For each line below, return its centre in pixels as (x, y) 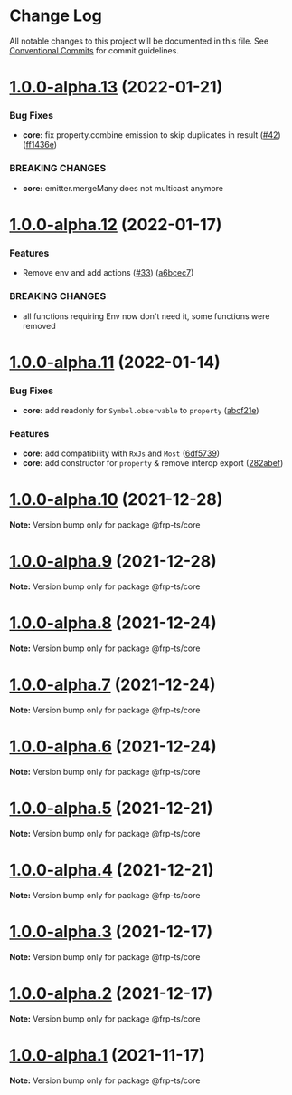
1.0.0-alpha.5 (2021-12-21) (111, 809)
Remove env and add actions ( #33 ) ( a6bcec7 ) (108, 273)
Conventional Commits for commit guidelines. (94, 50)
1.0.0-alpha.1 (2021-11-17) (107, 1055)
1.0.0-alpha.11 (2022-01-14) (115, 362)
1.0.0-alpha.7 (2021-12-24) (113, 685)
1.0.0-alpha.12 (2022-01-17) (116, 224)
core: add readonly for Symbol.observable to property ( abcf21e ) (141, 410)
